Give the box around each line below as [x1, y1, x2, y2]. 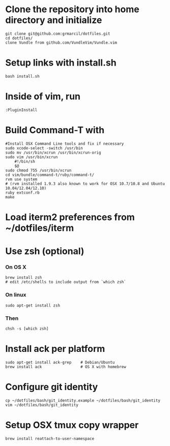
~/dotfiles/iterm [5, 222, 74, 233]
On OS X [5, 263, 26, 271]
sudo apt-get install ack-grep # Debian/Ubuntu [5, 360, 115, 365]
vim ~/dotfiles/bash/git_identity [5, 402, 79, 407]
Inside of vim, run [5, 91, 80, 102]
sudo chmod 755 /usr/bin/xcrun [5, 168, 72, 173]
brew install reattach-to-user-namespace [5, 436, 95, 441]
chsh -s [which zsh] [5, 326, 49, 332]
